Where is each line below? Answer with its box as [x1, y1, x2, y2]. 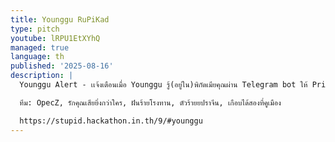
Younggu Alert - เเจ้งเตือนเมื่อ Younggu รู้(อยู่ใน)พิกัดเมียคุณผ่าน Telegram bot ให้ [19, 80, 308, 90]
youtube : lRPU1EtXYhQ [10, 33, 101, 43]
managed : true [10, 42, 70, 53]
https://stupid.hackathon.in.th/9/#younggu [19, 116, 203, 126]
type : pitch [10, 24, 60, 34]
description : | [10, 71, 74, 81]
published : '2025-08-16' [10, 61, 114, 71]
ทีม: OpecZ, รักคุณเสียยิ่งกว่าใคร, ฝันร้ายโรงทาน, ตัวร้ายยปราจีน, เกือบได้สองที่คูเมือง [19, 97, 282, 108]
